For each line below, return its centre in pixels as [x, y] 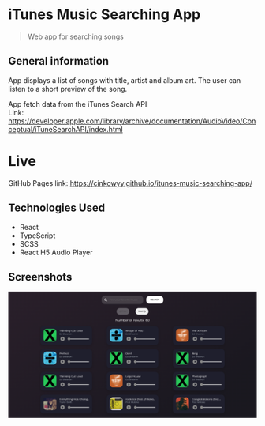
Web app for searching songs [75, 36]
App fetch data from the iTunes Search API [78, 104]
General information [58, 61]
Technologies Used [56, 208]
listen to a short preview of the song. [68, 89]
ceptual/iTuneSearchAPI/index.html [66, 129]
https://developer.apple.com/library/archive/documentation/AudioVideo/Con [132, 121]
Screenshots [40, 277]
